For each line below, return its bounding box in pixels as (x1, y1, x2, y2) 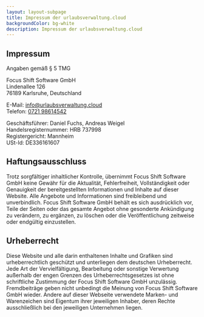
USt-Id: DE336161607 (6, 139, 60, 146)
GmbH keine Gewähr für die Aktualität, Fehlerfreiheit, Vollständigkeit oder (6, 179, 190, 187)
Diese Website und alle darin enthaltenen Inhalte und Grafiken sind (6, 252, 173, 259)
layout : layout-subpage (6, 9, 67, 15)
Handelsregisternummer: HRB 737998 (6, 126, 101, 134)
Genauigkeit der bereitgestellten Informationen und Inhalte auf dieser (6, 185, 179, 193)
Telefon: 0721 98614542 (6, 108, 67, 115)
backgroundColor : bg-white (6, 20, 75, 26)
